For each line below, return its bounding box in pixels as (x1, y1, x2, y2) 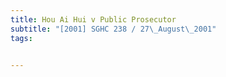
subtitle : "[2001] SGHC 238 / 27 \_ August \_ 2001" (10, 24, 217, 34)
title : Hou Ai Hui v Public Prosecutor (10, 14, 177, 25)
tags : (10, 33, 33, 43)
